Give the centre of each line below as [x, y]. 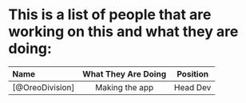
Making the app [125, 87]
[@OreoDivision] [44, 87]
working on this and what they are [123, 32]
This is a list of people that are [110, 15]
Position [193, 73]
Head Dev [193, 87]
